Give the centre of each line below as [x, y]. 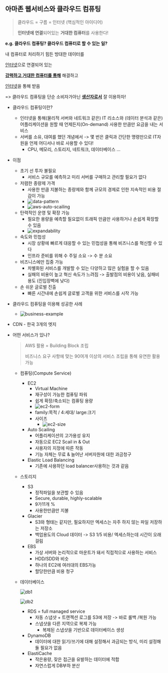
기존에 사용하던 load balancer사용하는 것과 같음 [82, 466]
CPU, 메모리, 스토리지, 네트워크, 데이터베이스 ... [74, 149]
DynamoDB [39, 635]
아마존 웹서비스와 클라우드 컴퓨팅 [53, 9]
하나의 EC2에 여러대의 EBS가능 [65, 565]
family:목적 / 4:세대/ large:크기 [65, 412]
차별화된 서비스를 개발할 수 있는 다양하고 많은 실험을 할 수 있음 [88, 268]
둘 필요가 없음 [48, 647]
